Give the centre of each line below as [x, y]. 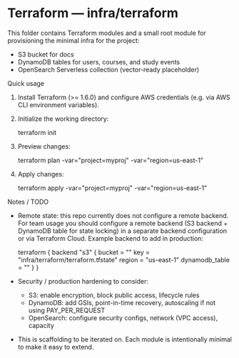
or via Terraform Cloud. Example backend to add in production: [110, 238]
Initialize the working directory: [63, 119]
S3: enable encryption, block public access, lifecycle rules [114, 295]
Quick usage [26, 83]
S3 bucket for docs [46, 54]
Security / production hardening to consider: [83, 281]
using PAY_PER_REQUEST [67, 310]
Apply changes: [41, 174]
